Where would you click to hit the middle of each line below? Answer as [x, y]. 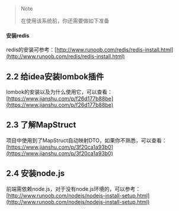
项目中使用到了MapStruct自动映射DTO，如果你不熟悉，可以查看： [87, 140]
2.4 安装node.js [36, 173]
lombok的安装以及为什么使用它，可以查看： [59, 92]
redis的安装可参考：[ [31, 50]
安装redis [18, 36]
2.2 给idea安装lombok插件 [55, 76]
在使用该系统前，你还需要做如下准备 [65, 21]
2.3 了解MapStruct [41, 125]
